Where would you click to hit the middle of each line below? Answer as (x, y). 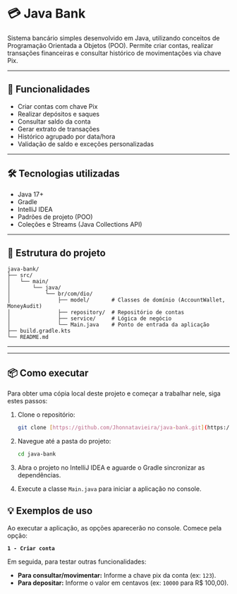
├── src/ (20, 275)
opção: (18, 535)
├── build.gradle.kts (39, 331)
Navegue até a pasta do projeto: (64, 441)
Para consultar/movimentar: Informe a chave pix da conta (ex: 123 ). (117, 575)
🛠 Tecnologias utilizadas (63, 174)
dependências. (39, 475)
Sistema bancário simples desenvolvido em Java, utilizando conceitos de (114, 38)
